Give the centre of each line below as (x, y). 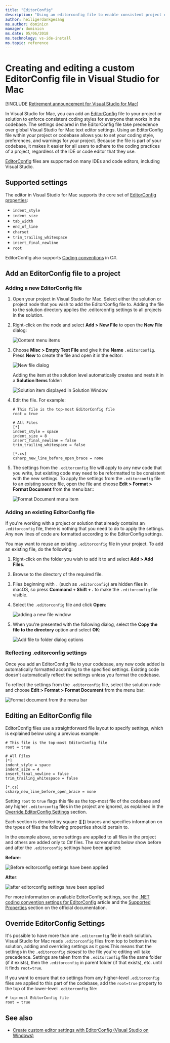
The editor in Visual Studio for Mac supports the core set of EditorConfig (81, 195)
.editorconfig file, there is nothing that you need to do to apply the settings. (85, 529)
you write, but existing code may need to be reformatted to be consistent (89, 473)
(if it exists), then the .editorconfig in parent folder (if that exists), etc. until (84, 963)
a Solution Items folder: (37, 381)
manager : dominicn (25, 29)
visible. (20, 595)
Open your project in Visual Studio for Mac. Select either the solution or (87, 299)
